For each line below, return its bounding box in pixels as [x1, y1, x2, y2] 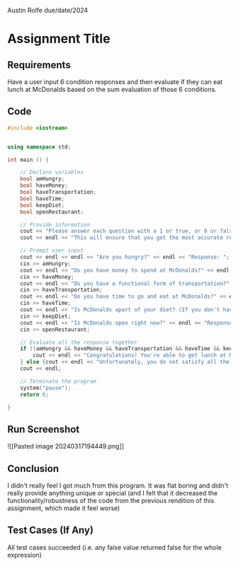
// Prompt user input [20, 247, 84, 254]
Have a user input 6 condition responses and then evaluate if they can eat [7, 78, 223, 86]
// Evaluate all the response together [20, 339, 138, 346]
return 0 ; [20, 391, 50, 398]
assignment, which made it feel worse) [7, 504, 120, 512]
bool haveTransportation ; [20, 189, 97, 196]
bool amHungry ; [20, 175, 65, 183]
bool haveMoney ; [20, 182, 69, 190]
